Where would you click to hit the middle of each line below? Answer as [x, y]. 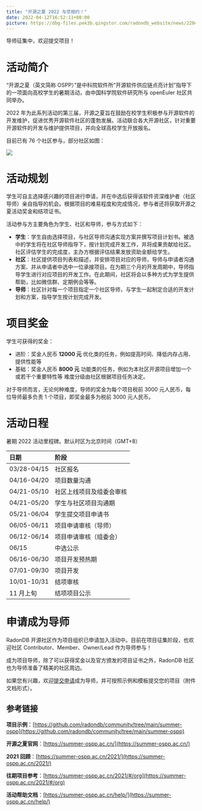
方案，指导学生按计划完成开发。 [65, 297]
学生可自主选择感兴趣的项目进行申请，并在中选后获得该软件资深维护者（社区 [101, 197]
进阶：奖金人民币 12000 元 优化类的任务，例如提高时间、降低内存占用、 [104, 354]
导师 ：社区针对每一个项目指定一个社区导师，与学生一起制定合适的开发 [102, 290]
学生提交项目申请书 [82, 515]
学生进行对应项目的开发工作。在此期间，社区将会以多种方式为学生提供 [107, 275]
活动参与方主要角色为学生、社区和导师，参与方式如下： [75, 224]
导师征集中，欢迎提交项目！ [41, 41]
